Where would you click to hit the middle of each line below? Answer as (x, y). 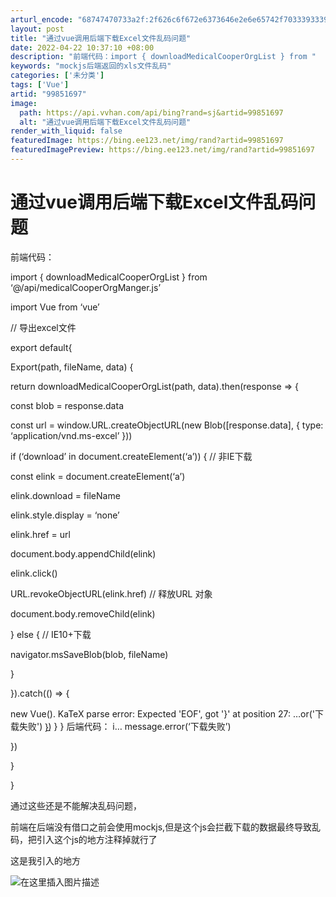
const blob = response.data (67, 405)
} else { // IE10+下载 (51, 634)
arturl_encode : (42, 19)
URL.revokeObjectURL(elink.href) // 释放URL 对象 (111, 593)
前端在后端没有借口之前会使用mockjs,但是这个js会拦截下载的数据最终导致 (161, 827)
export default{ (41, 347)
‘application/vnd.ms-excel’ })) (71, 435)
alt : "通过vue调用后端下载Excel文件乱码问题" (105, 122)
